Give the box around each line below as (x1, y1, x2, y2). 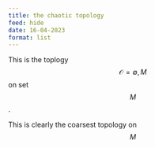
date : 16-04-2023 (8, 26, 66, 34)
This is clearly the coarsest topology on (8, 120, 137, 130)
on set (8, 80, 29, 90)
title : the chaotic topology (8, 11, 104, 20)
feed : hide (8, 19, 44, 27)
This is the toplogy (8, 55, 69, 65)
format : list (8, 33, 51, 42)
